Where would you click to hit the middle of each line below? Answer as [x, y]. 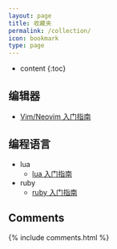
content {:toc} [43, 68]
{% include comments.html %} [59, 237]
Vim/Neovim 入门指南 [55, 116]
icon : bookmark [34, 38]
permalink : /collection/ [50, 31]
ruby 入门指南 [54, 192]
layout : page [30, 16]
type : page [26, 46]
